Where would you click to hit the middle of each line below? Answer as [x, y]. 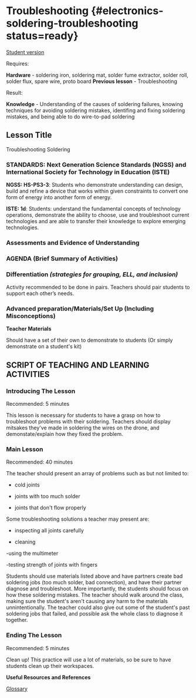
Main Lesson [25, 449]
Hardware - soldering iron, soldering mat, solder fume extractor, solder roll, [97, 75]
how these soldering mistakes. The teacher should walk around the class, [95, 595]
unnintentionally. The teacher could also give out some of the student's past [98, 607]
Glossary [17, 689]
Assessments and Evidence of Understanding [73, 243]
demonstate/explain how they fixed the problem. [65, 434]
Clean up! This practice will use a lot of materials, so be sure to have [89, 659]
